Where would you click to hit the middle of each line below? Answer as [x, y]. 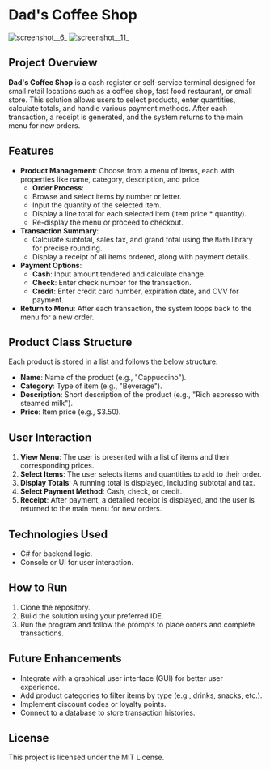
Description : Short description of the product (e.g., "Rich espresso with [139, 395]
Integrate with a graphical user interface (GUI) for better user [122, 678]
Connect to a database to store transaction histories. [108, 712]
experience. [40, 687]
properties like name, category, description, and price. [110, 179]
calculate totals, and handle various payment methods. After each [118, 108]
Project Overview [53, 63]
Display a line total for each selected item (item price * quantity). [139, 213]
